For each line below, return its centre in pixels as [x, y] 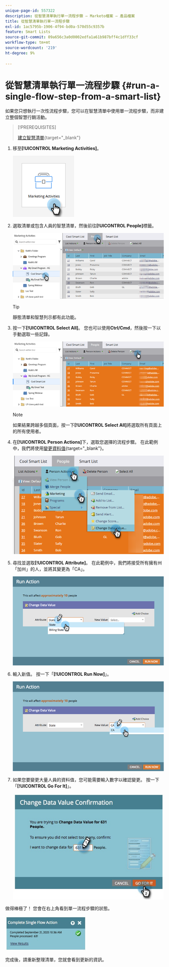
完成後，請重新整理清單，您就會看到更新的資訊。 [56, 959]
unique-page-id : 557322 [30, 11]
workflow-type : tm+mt [28, 43]
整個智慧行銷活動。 [29, 117]
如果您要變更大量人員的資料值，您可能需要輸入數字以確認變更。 [78, 780]
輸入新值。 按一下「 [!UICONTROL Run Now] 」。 [62, 674]
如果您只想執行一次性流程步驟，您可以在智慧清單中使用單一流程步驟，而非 [82, 111]
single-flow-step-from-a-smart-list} [83, 96]
